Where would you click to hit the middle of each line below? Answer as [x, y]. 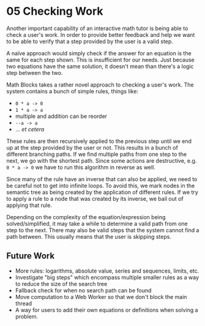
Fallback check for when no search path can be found [83, 290]
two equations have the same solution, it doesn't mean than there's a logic [100, 66]
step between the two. [35, 72]
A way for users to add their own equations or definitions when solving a [106, 310]
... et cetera [30, 129]
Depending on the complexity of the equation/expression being [86, 217]
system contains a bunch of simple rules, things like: [73, 91]
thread [24, 303]
